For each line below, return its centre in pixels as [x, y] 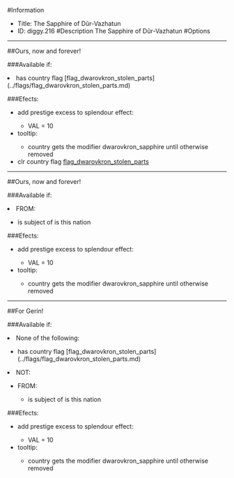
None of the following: [48, 338]
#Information [26, 10]
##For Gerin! [25, 311]
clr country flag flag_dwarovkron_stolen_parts [83, 162]
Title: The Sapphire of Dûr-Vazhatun [69, 23]
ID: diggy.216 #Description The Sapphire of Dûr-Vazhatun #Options [114, 31]
